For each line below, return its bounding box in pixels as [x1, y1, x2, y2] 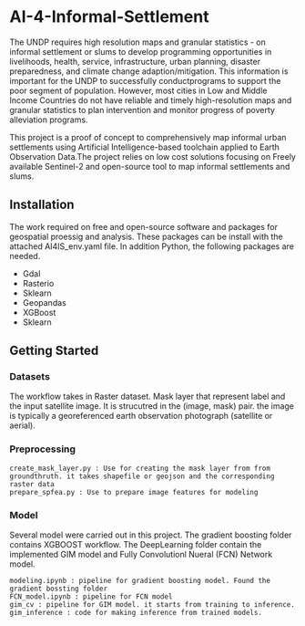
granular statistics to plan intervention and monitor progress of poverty [9, 104, 276, 115]
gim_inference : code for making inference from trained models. [9, 609, 262, 618]
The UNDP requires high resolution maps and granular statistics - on [9, 37, 267, 47]
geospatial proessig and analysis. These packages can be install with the [9, 231, 284, 242]
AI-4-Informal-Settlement [9, 6, 209, 27]
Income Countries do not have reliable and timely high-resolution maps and [9, 94, 292, 106]
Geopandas [22, 297, 66, 308]
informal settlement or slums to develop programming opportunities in [9, 46, 272, 57]
